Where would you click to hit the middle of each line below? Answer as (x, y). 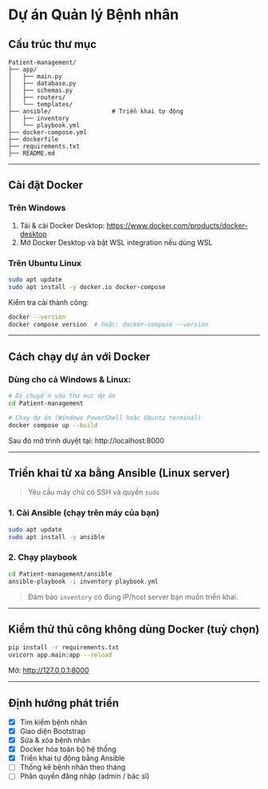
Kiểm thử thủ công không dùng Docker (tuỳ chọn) (134, 629)
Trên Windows (37, 208)
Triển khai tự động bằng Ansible (72, 758)
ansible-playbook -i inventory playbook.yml (83, 581)
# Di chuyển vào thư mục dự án (62, 396)
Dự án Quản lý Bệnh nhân (94, 15)
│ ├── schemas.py (41, 90)
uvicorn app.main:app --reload (60, 655)
